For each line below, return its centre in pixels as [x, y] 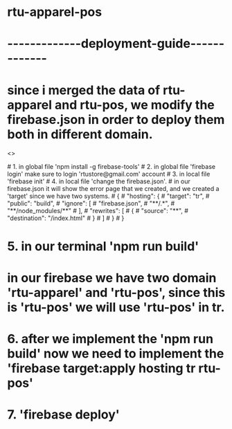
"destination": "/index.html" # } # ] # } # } [66, 218]
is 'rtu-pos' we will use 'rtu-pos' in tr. [116, 307]
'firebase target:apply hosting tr [101, 368]
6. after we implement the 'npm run [110, 339]
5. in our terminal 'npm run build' [103, 246]
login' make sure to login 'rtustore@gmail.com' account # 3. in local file [109, 174]
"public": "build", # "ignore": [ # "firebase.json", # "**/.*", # [91, 203]
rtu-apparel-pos [55, 12]
